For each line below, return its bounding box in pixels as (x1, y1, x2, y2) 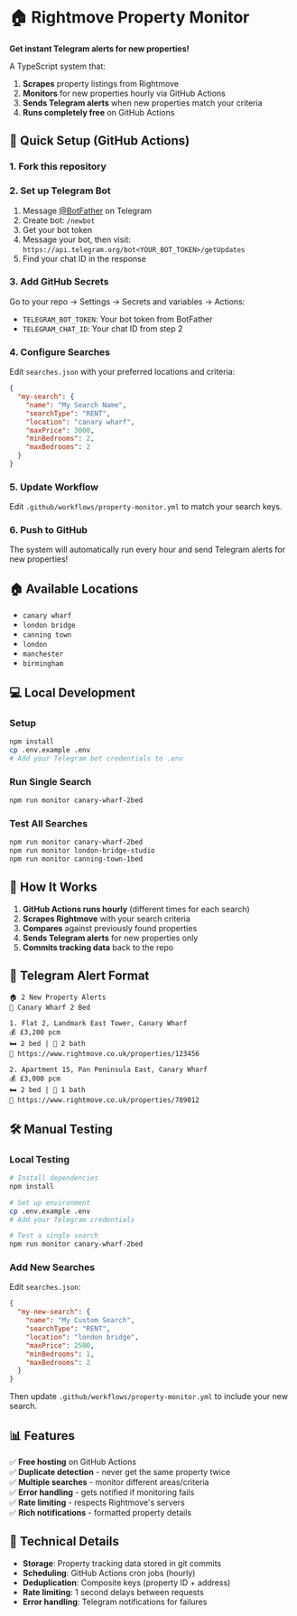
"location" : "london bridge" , (25, 1332, 140, 1341)
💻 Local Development (9, 685, 135, 700)
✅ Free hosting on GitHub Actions (9, 1456, 137, 1467)
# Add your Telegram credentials (9, 1215, 135, 1224)
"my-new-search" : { (17, 1307, 91, 1317)
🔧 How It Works (9, 880, 97, 895)
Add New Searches (9, 1261, 96, 1274)
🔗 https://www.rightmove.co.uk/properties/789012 (9, 1096, 200, 1105)
